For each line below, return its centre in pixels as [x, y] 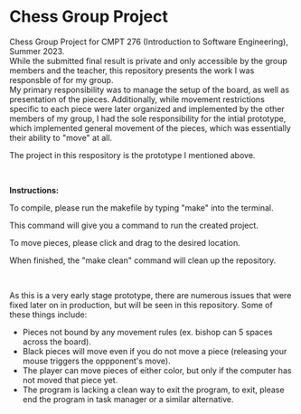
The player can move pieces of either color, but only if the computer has [157, 370]
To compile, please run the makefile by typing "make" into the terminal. [141, 207]
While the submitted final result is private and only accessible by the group [148, 61]
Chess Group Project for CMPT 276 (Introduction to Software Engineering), [149, 42]
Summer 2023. [37, 51]
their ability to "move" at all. [61, 137]
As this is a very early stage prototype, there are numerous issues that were [150, 295]
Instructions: [34, 190]
